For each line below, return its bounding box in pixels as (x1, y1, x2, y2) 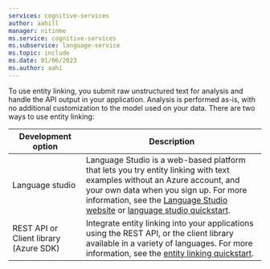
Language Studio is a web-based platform (85, 154, 247, 165)
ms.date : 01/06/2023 (8, 57, 78, 65)
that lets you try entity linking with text (85, 164, 231, 175)
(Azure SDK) (12, 243, 60, 254)
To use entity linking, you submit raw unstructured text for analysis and (8, 86, 243, 96)
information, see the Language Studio (85, 194, 228, 206)
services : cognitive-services (8, 11, 110, 20)
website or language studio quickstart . (85, 204, 231, 215)
